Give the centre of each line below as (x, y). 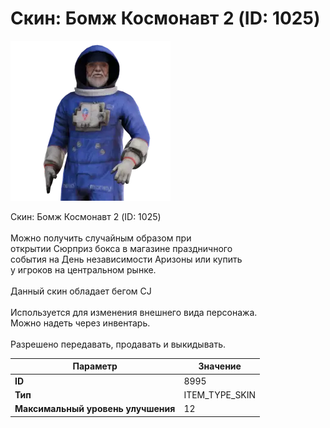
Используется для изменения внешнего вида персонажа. (134, 312)
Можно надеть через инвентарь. (80, 323)
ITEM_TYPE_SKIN (220, 394)
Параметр (95, 366)
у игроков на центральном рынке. (83, 269)
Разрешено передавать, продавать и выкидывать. (118, 344)
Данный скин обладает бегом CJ (81, 291)
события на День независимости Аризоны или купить (126, 259)
